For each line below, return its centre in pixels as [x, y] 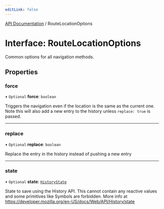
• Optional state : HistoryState [36, 182]
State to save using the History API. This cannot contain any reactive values [81, 191]
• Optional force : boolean [31, 97]
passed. [13, 116]
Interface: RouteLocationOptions [73, 43]
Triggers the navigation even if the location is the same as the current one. [80, 106]
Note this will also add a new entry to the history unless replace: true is [78, 111]
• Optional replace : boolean [33, 144]
